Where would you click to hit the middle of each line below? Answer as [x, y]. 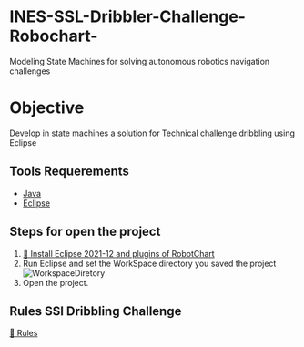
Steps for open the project [85, 232]
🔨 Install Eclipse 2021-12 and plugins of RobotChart [119, 253]
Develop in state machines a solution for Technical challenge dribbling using [152, 133]
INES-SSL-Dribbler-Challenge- [127, 17]
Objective [47, 108]
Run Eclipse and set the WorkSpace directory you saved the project [149, 263]
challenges [30, 71]
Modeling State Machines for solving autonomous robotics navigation [140, 61]
